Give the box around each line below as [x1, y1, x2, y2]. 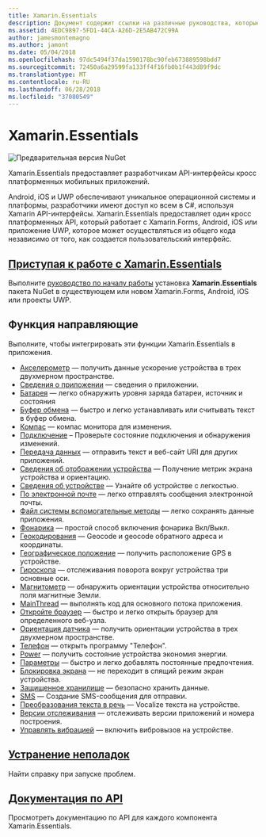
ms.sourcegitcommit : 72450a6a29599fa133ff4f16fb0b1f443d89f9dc [8, 63, 222, 71]
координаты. [19, 540, 63, 549]
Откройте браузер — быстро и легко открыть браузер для [19, 607, 218, 617]
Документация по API [8, 792, 123, 805]
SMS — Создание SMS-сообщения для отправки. [19, 691, 188, 701]
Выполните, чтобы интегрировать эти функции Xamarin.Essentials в [8, 338, 236, 349]
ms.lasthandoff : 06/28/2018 [8, 85, 101, 94]
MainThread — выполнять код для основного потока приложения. [19, 598, 243, 608]
